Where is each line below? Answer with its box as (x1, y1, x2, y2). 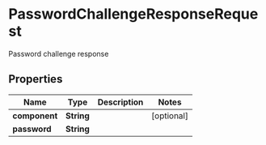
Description (97, 96, 144, 108)
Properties (8, 72, 63, 86)
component (12, 110, 58, 122)
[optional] (150, 110, 188, 122)
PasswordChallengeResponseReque (8, 5, 259, 23)
